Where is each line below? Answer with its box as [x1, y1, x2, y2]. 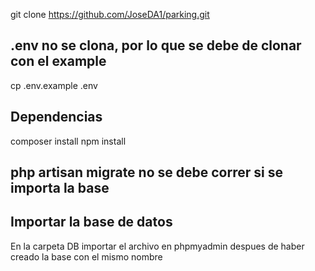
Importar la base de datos [10, 214, 173, 231]
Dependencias [10, 109, 103, 126]
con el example [10, 53, 107, 70]
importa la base [10, 180, 110, 197]
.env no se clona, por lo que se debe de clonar [10, 37, 302, 54]
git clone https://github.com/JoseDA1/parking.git [10, 9, 210, 20]
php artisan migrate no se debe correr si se [10, 164, 283, 181]
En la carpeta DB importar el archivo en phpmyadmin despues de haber [10, 240, 305, 252]
